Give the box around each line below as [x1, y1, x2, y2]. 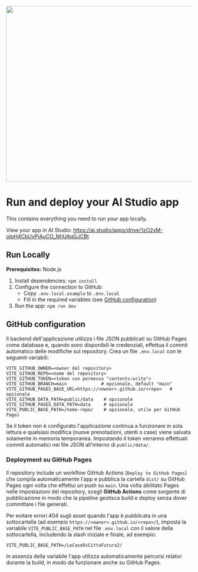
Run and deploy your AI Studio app [6, 196, 179, 209]
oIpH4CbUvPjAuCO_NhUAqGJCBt [6, 233, 90, 240]
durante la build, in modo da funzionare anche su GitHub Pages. [6, 558, 161, 566]
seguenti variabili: [6, 354, 49, 361]
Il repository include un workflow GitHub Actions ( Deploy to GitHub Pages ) [6, 469, 187, 476]
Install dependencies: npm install [14, 277, 97, 284]
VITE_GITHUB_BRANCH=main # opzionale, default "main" [6, 381, 173, 386]
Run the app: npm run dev [14, 302, 77, 309]
